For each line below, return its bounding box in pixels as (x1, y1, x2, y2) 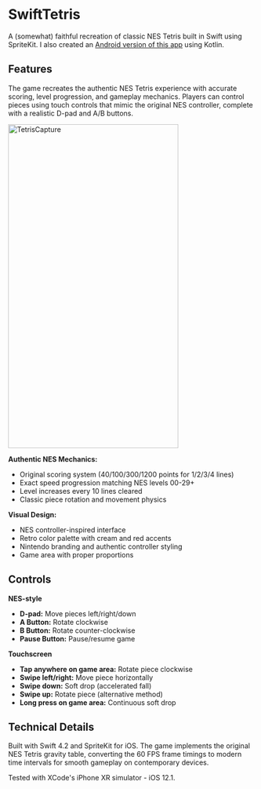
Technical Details (8, 720, 95, 733)
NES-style (8, 594, 42, 603)
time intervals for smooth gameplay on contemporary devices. (8, 758, 209, 767)
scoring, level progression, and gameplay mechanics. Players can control (8, 92, 245, 101)
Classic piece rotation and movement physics (19, 495, 167, 504)
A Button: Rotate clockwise (19, 617, 108, 626)
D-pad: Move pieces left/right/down (19, 608, 136, 618)
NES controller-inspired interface (19, 524, 126, 535)
